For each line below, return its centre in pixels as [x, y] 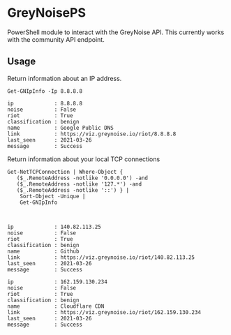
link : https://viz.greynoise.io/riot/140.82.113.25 [101, 257]
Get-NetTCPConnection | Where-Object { [65, 172]
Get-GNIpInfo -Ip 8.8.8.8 [45, 91]
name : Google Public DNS [60, 128]
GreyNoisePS [46, 13]
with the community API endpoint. [56, 39]
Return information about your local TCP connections [84, 159]
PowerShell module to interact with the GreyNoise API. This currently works [116, 32]
